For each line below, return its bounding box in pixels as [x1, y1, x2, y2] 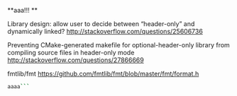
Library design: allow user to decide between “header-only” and [7, 20, 195, 28]
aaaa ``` [7, 83, 31, 90]
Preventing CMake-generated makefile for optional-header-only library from [7, 41, 231, 49]
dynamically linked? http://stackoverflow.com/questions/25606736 [7, 28, 204, 35]
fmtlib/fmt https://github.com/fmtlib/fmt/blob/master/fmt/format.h [7, 70, 199, 78]
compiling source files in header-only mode [7, 49, 135, 56]
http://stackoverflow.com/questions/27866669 [7, 56, 144, 64]
